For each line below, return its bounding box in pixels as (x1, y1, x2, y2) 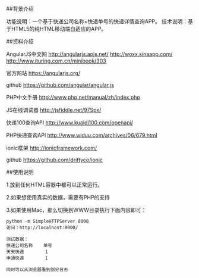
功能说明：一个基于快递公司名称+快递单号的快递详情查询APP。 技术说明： (6, 18, 188, 25)
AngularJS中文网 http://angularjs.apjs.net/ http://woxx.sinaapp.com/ (6, 51, 173, 58)
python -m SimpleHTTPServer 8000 (6, 218, 89, 224)
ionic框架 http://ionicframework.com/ (6, 145, 97, 151)
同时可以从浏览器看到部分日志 (6, 267, 68, 273)
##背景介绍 (6, 5, 34, 12)
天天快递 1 (6, 249, 48, 255)
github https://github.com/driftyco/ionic (6, 157, 103, 163)
